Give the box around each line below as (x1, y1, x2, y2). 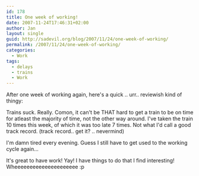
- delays (11, 63, 33, 70)
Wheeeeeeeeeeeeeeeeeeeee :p (6, 164, 85, 171)
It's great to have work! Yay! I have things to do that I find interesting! (6, 157, 175, 164)
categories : (6, 47, 36, 53)
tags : (6, 58, 20, 64)
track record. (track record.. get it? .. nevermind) (6, 128, 125, 135)
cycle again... (6, 146, 39, 153)
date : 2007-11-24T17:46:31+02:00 (6, 20, 89, 25)
